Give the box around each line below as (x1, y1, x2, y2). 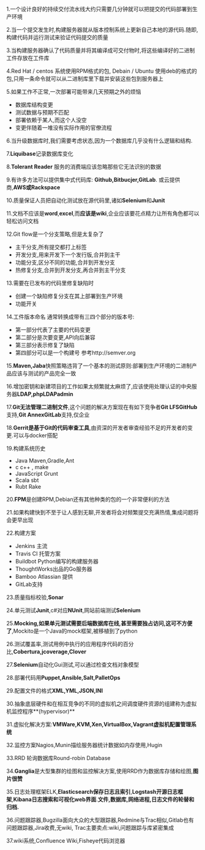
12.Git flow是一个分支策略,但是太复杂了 (6, 230, 104, 238)
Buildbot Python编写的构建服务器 (15, 558, 99, 565)
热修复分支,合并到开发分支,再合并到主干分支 (15, 266, 126, 274)
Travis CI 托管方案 (15, 550, 61, 557)
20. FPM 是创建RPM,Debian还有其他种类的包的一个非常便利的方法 (6, 495, 170, 503)
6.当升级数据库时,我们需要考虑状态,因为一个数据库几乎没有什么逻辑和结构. (6, 137, 193, 144)
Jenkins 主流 (15, 543, 48, 549)
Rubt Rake (15, 483, 42, 490)
